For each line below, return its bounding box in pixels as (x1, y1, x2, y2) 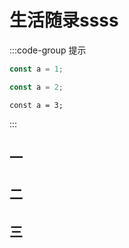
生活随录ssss (9, 9, 119, 32)
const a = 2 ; (9, 82, 64, 92)
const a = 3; (9, 100, 64, 110)
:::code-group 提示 (9, 44, 87, 56)
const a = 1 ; (9, 64, 64, 74)
